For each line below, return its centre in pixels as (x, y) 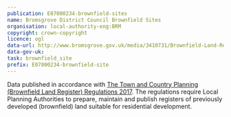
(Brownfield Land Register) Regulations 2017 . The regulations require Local (113, 92)
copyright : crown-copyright (47, 33)
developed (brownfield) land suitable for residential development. (100, 106)
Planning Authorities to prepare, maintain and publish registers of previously (115, 99)
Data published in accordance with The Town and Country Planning (103, 84)
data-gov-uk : (26, 52)
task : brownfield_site (40, 58)
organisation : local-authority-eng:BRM (64, 26)
